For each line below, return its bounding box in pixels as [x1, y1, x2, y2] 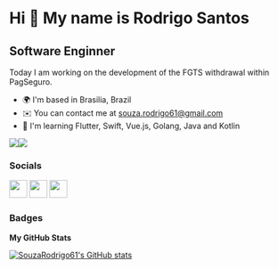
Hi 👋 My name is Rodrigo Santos [9, 8, 249, 29]
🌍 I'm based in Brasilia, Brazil [21, 94, 132, 105]
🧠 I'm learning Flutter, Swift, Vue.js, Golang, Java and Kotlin [21, 120, 241, 131]
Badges [9, 212, 43, 224]
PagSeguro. [9, 77, 53, 87]
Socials [9, 159, 42, 172]
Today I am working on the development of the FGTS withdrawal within [9, 67, 270, 77]
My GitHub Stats [9, 232, 72, 243]
